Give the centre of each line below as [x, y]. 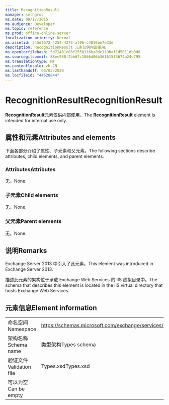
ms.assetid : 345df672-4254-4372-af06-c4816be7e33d [59, 43]
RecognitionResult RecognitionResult [84, 100]
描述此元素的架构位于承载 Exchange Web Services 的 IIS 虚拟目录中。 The [81, 280]
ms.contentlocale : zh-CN [31, 66]
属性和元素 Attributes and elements [60, 138]
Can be [16, 389]
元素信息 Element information [51, 308]
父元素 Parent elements [33, 221]
